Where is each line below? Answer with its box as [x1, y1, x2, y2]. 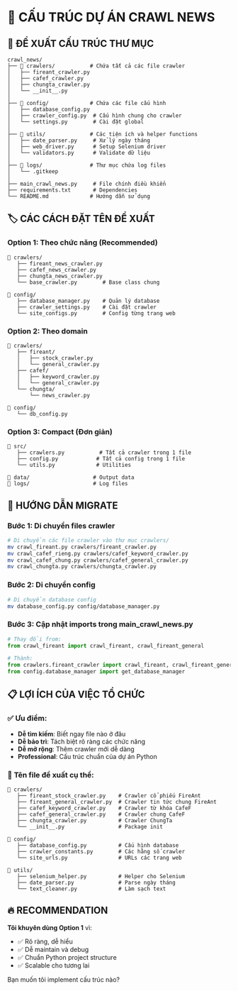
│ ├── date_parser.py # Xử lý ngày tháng [7, 137, 151, 144]
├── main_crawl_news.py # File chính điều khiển [7, 180, 166, 187]
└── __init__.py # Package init [16, 824, 163, 831]
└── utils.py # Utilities [16, 462, 132, 469]
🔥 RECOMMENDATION [7, 904, 108, 917]
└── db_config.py [16, 410, 69, 417]
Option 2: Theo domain [7, 326, 89, 336]
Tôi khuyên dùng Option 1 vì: [7, 923, 92, 931]
